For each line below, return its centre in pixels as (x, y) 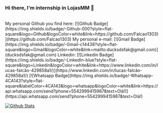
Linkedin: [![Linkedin (78, 55)
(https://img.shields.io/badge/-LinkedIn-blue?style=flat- (61, 60)
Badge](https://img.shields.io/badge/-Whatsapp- (104, 76)
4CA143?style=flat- (24, 81)
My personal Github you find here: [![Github (49, 23)
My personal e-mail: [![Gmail (101, 39)
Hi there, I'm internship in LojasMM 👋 (50, 8)
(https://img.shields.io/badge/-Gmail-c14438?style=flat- (61, 45)
